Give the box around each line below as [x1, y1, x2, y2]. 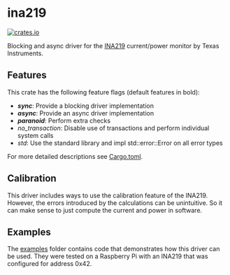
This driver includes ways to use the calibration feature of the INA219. [7, 191, 208, 199]
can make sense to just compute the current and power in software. [7, 206, 203, 214]
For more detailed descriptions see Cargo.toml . [7, 152, 143, 160]
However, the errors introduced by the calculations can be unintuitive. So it [7, 198, 222, 207]
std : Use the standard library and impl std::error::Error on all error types [17, 139, 223, 147]
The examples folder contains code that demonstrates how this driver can [7, 245, 220, 253]
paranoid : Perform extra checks [17, 116, 110, 125]
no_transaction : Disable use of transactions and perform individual [17, 124, 210, 132]
